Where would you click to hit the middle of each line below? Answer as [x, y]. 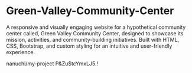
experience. [21, 52]
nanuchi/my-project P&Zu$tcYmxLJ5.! [52, 64]
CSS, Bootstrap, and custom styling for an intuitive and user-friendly [89, 46]
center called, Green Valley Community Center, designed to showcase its [95, 33]
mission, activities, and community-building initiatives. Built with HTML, [93, 39]
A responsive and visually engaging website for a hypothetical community [96, 27]
